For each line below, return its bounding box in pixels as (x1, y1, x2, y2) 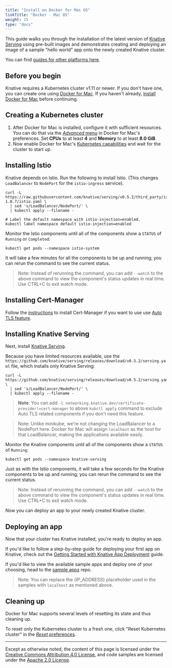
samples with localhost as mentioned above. (17, 582, 114, 588)
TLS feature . (5, 315, 32, 321)
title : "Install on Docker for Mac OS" (5, 7, 91, 13)
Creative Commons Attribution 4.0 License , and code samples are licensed (5, 651, 163, 657)
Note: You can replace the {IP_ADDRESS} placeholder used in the (17, 577, 156, 583)
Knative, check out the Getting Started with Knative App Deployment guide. (5, 551, 164, 557)
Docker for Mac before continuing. (5, 96, 78, 102)
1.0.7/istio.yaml (5, 199, 42, 204)
